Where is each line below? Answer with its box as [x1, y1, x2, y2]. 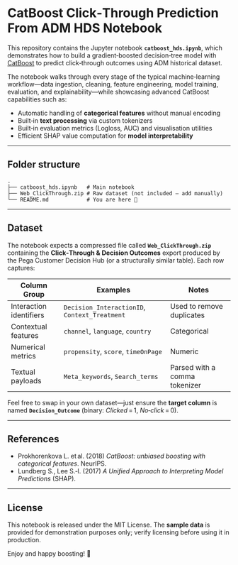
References [7, 433, 59, 445]
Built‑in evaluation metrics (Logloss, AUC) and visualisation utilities [17, 124, 212, 132]
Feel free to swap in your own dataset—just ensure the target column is [7, 398, 217, 407]
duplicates [169, 310, 205, 320]
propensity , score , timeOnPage [63, 346, 163, 356]
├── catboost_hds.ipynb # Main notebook [7, 183, 135, 191]
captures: [7, 263, 35, 272]
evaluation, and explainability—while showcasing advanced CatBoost [7, 87, 210, 96]
